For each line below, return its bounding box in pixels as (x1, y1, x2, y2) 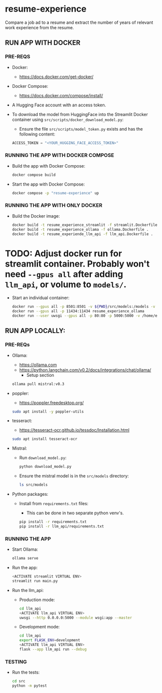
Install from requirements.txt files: (19, 501, 88, 507)
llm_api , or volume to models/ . (5, 279, 127, 290)
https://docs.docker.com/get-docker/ (19, 74, 93, 80)
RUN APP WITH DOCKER (5, 39, 81, 47)
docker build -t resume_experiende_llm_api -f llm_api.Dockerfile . (12, 232, 153, 237)
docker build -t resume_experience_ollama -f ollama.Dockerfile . (12, 227, 149, 232)
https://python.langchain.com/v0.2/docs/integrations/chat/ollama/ (19, 367, 151, 372)
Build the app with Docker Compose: (12, 163, 86, 169)
